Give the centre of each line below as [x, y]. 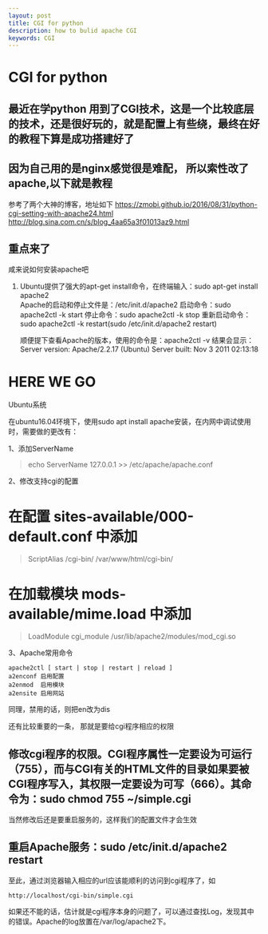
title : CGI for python [46, 23]
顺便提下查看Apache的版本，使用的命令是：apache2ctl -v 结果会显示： [137, 340]
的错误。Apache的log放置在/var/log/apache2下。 [89, 921]
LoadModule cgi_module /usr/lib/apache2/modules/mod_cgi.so [132, 637]
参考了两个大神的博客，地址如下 [61, 204]
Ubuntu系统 [28, 405]
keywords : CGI [32, 38]
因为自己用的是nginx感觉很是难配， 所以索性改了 [129, 169]
